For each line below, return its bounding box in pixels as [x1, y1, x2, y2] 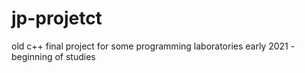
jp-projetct [11, 7, 103, 30]
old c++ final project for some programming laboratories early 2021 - [11, 40, 296, 52]
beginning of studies [11, 50, 96, 62]
